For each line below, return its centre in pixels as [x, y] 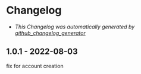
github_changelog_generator [50, 33]
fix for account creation [35, 66]
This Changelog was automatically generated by [75, 27]
